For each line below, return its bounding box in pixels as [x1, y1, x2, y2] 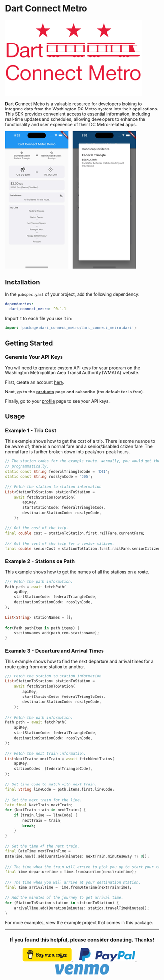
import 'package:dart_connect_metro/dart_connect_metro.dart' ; [5, 326, 137, 330]
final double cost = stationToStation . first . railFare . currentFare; [5, 531, 145, 536]
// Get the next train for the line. [5, 797, 82, 802]
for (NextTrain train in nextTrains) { [5, 807, 86, 813]
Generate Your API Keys [5, 353, 63, 360]
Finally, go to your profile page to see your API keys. [5, 398, 110, 404]
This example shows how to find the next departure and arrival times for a [5, 658, 154, 664]
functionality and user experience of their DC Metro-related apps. [5, 121, 137, 127]
